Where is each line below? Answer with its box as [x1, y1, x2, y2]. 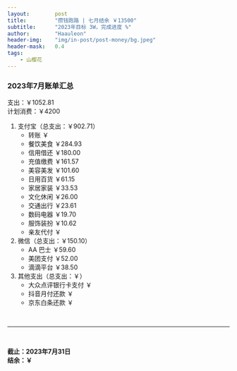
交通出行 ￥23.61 [28, 202, 77, 210]
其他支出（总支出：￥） [17, 272, 86, 281]
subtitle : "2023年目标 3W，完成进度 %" [7, 23, 132, 30]
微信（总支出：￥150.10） [17, 237, 92, 245]
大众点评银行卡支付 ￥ [28, 281, 92, 289]
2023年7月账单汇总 [7, 80, 74, 90]
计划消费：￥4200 [7, 107, 61, 116]
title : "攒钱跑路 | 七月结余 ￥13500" [7, 17, 138, 24]
